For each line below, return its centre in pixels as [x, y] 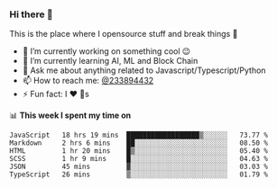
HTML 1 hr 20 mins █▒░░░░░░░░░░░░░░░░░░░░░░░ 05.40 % [139, 151]
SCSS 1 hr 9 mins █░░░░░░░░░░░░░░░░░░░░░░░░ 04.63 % [139, 159]
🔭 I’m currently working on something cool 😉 [106, 51]
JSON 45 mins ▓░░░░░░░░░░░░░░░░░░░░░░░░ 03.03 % [139, 167]
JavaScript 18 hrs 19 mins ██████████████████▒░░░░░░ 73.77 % [139, 135]
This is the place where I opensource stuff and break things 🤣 [124, 34]
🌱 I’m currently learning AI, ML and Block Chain [110, 61]
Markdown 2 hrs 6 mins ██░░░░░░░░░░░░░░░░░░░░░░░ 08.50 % [139, 143]
